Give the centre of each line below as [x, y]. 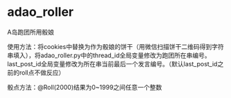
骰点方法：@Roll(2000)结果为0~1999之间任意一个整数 [85, 87]
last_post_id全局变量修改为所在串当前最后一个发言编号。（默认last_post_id [112, 63]
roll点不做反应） [42, 72]
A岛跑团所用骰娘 [31, 32]
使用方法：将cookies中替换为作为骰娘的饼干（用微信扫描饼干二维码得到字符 [115, 46]
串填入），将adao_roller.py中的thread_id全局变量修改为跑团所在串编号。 [109, 55]
